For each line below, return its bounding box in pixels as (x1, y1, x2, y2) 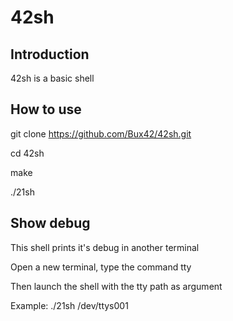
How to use (10, 101, 82, 118)
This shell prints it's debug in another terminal (10, 241, 200, 253)
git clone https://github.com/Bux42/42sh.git (10, 127, 192, 140)
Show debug (10, 215, 91, 232)
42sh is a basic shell (10, 72, 95, 84)
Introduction (10, 46, 90, 63)
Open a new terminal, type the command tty (10, 261, 192, 273)
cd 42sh (10, 147, 45, 159)
